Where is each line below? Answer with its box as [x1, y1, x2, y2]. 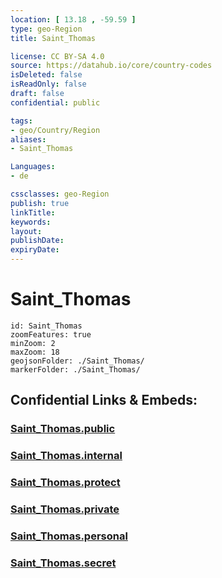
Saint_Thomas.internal [10, 449, 123, 463]
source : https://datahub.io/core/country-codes [10, 61, 213, 71]
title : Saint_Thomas [10, 33, 97, 43]
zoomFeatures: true [10, 329, 92, 340]
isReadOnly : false [10, 79, 87, 90]
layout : [10, 226, 43, 236]
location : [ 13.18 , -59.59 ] [10, 14, 137, 25]
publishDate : [10, 236, 65, 246]
